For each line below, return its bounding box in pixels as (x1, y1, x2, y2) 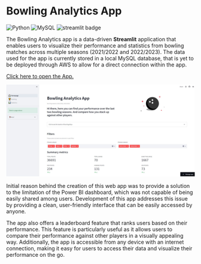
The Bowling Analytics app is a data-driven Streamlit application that (6, 35, 176, 43)
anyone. (6, 208, 26, 215)
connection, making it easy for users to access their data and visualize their (6, 245, 193, 252)
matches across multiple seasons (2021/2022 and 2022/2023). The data (6, 48, 185, 55)
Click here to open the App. (6, 72, 74, 80)
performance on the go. (6, 251, 65, 259)
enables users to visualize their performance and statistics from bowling (6, 42, 184, 49)
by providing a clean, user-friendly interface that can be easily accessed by (6, 202, 193, 209)
